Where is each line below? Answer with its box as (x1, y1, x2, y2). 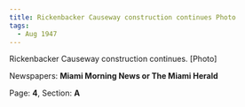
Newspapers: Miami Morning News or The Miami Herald (9, 71, 219, 81)
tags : (9, 21, 29, 30)
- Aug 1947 (17, 29, 58, 38)
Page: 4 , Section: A (9, 88, 81, 98)
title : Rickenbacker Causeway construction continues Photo (9, 12, 237, 22)
